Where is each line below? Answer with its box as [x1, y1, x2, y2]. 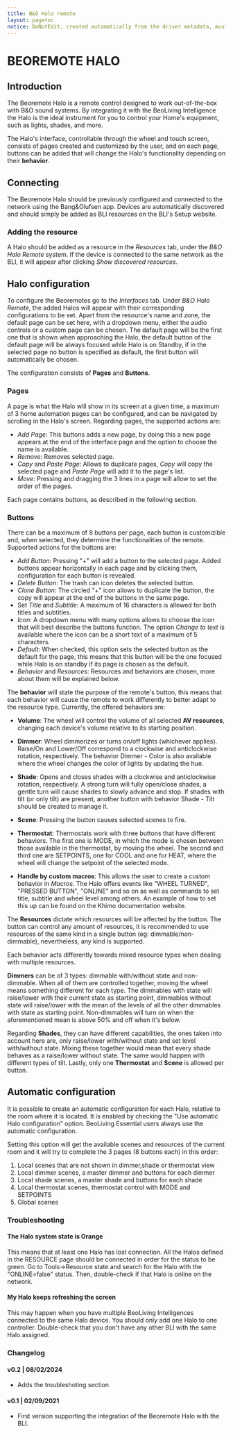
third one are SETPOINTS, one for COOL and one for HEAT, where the [17, 851, 217, 860]
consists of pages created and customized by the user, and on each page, [7, 142, 220, 150]
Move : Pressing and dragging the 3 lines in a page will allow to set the [17, 474, 217, 483]
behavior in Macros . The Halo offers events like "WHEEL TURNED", [17, 879, 209, 887]
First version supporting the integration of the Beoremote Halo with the [17, 1412, 220, 1421]
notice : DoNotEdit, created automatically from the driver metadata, [7, 23, 213, 30]
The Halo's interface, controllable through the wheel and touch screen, [7, 135, 209, 143]
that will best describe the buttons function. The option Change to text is [17, 623, 225, 631]
